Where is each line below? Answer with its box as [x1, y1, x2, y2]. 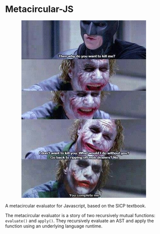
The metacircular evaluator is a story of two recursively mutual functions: [5, 212, 156, 218]
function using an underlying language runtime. [5, 223, 103, 229]
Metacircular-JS [5, 3, 74, 15]
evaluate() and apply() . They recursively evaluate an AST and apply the [5, 218, 155, 224]
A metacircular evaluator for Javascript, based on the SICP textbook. [5, 203, 146, 209]
